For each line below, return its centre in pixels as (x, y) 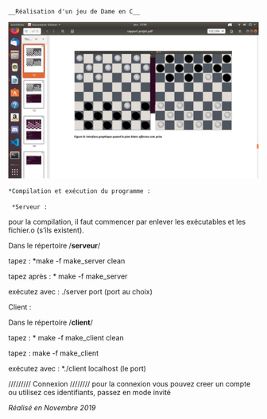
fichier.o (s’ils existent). (46, 230)
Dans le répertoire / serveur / (54, 246)
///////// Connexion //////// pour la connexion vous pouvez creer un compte (130, 384)
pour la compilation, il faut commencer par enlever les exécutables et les (127, 222)
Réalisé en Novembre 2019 (52, 407)
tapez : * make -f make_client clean (66, 338)
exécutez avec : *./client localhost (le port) (77, 369)
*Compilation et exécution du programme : (79, 191)
